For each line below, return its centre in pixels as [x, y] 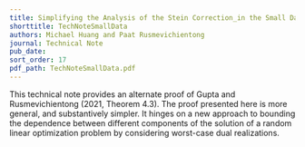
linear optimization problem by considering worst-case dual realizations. [144, 132]
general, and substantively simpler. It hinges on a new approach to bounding [152, 113]
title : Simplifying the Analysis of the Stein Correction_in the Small [148, 18]
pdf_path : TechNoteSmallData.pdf [73, 69]
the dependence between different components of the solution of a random [151, 122]
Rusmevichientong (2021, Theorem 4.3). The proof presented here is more [148, 103]
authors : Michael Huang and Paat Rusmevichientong [107, 34]
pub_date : [28, 52]
